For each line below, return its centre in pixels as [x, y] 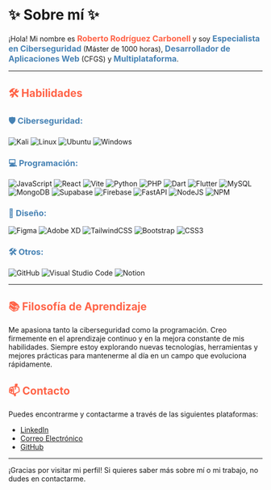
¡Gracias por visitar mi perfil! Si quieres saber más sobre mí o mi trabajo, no [133, 471]
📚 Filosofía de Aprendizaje [78, 306]
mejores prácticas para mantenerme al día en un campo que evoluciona [128, 356]
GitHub [32, 447]
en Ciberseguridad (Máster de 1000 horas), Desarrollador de [120, 48]
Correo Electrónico [51, 438]
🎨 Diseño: [27, 213]
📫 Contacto [39, 390]
